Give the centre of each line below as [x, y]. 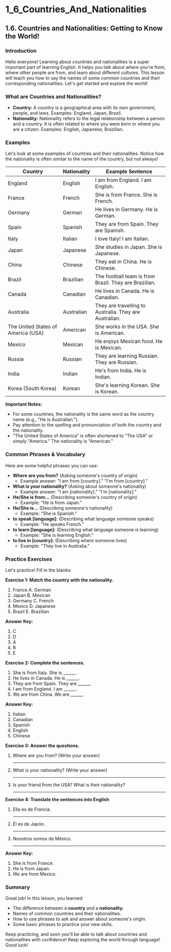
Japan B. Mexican [32, 595]
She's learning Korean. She [127, 385]
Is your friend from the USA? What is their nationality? [69, 785]
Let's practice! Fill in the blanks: [39, 570]
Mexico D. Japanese [34, 606]
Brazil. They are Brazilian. [125, 283]
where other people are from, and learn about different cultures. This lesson [85, 72]
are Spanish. [110, 230]
